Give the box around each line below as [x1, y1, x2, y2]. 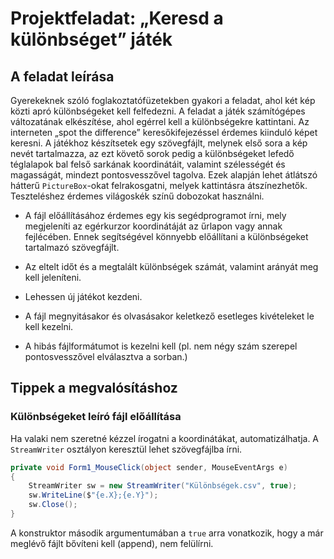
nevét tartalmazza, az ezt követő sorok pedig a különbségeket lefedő [10, 148, 295, 159]
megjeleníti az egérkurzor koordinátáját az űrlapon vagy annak [24, 220, 283, 232]
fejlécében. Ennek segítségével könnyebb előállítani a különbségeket [24, 231, 309, 242]
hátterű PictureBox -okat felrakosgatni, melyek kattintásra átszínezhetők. [10, 180, 308, 191]
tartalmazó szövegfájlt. [24, 242, 120, 253]
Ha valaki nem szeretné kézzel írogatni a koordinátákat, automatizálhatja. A [10, 432, 320, 444]
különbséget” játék [10, 28, 173, 51]
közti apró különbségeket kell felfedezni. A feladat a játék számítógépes [10, 105, 306, 117]
